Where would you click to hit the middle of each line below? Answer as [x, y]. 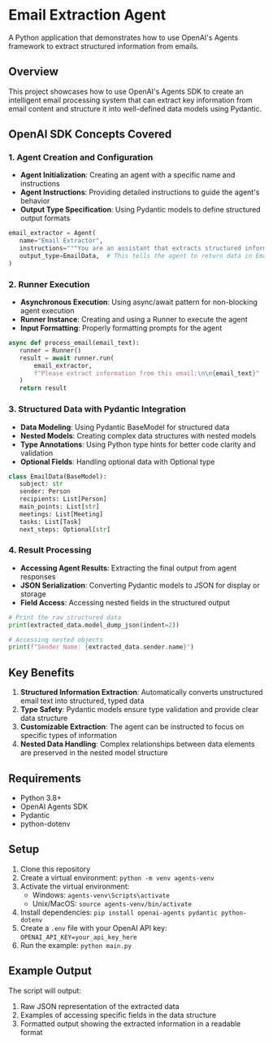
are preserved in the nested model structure [94, 753]
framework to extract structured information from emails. [104, 46]
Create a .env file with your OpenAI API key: [93, 928]
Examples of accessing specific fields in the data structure [118, 1015]
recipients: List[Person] [63, 499]
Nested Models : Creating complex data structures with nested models [138, 435]
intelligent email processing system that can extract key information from [130, 100]
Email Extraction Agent [87, 15]
